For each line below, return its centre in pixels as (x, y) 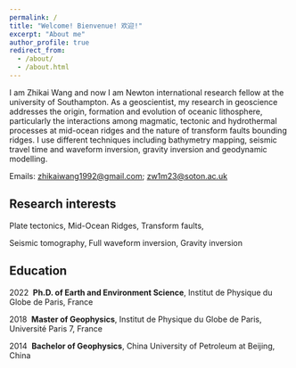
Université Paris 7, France (56, 328)
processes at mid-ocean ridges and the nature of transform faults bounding (148, 130)
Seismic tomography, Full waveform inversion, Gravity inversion (126, 242)
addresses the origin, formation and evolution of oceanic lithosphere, (136, 111)
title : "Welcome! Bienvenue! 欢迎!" (76, 26)
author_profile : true (49, 42)
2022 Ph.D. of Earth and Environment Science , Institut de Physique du (141, 292)
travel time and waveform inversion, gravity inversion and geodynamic (138, 149)
